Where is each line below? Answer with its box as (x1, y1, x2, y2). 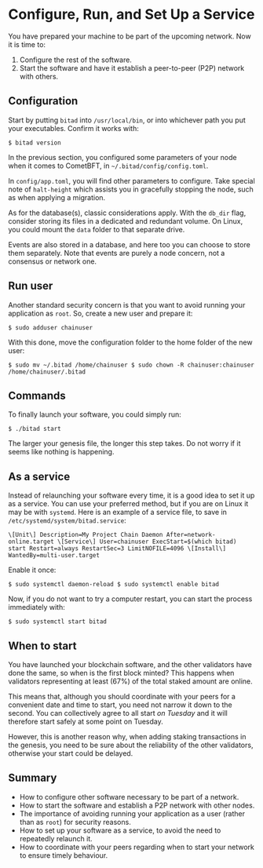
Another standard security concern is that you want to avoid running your (8, 300, 246, 309)
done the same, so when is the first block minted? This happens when (8, 669, 235, 677)
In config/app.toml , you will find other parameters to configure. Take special (8, 176, 255, 185)
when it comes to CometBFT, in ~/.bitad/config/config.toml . (8, 161, 209, 170)
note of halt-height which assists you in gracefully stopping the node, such (8, 184, 254, 194)
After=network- (166, 531, 216, 539)
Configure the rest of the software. (19, 55, 132, 64)
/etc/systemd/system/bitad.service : (8, 516, 127, 525)
